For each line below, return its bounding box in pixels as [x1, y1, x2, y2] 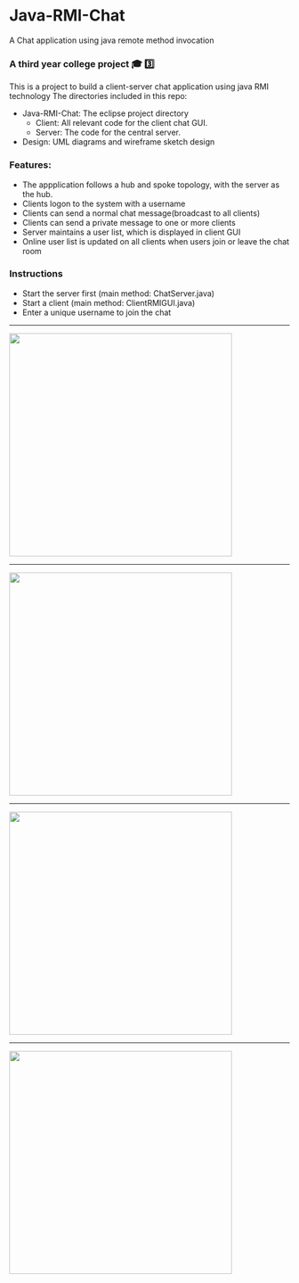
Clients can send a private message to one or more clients [21, 217, 236, 228]
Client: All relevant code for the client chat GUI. [35, 118, 208, 128]
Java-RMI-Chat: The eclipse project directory [21, 108, 190, 119]
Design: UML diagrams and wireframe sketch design [21, 137, 215, 147]
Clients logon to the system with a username [21, 198, 186, 209]
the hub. [21, 188, 53, 199]
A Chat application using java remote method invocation [9, 35, 215, 46]
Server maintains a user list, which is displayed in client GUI [21, 227, 241, 237]
